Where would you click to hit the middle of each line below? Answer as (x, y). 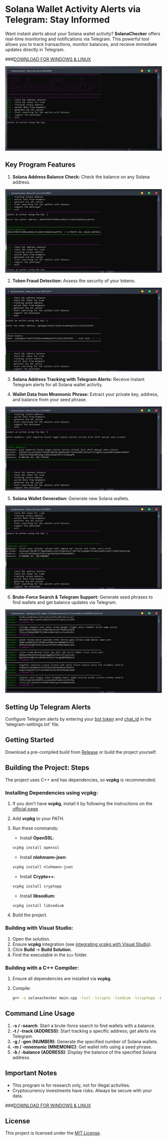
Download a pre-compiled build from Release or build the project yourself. (81, 752)
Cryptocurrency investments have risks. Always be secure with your (82, 1090)
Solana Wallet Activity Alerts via (73, 9)
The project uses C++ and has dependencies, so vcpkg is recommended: (81, 780)
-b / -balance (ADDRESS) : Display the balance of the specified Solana (84, 1052)
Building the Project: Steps (47, 768)
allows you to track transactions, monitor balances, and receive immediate (81, 44)
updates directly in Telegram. (35, 49)
